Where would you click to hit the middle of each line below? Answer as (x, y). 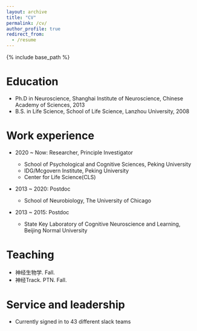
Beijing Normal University (56, 230)
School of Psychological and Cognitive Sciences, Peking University (108, 164)
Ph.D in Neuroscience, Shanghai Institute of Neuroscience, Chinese (99, 98)
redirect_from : (25, 34)
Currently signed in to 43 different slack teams (73, 321)
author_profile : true (34, 29)
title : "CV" (21, 18)
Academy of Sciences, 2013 (50, 105)
